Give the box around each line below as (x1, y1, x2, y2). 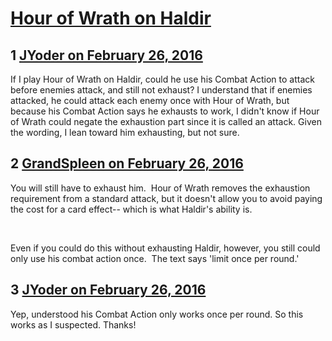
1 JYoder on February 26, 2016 (10, 47, 203, 64)
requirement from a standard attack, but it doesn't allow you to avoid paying (10, 192, 323, 204)
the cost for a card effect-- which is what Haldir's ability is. (10, 203, 253, 215)
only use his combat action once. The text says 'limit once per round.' (10, 252, 300, 264)
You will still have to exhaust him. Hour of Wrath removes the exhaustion (10, 182, 311, 194)
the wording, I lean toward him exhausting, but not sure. (10, 127, 240, 138)
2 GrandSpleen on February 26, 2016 (10, 155, 244, 172)
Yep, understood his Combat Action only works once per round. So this (10, 308, 304, 320)
